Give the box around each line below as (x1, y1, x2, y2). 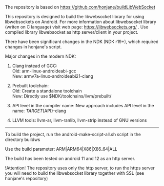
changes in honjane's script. (5, 44, 62, 49)
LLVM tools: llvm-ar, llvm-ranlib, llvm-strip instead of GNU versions (12, 117, 147, 123)
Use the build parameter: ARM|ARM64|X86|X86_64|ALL (5, 146, 118, 152)
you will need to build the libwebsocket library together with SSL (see (5, 170, 144, 176)
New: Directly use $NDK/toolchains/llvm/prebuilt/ (12, 93, 112, 99)
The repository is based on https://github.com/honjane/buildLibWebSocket (5, 4, 155, 10)
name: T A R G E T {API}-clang (12, 108, 66, 114)
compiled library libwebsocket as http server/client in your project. (5, 29, 139, 35)
